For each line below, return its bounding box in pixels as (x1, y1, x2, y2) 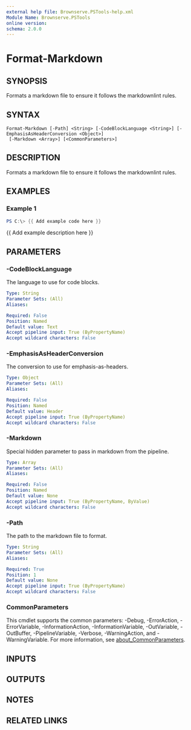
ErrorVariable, (6, 623, 41, 631)
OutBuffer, (6, 629, 32, 637)
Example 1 (6, 204, 37, 213)
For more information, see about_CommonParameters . (50, 636, 186, 643)
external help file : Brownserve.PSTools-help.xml (6, 8, 134, 15)
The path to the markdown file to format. (6, 533, 108, 540)
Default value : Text (6, 324, 59, 330)
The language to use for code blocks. (6, 279, 100, 286)
